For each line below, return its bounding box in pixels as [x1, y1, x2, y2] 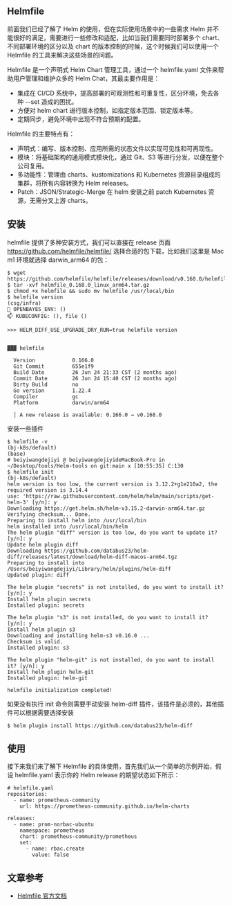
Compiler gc [13, 393, 79, 400]
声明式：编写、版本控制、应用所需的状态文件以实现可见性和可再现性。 [17, 144, 217, 152]
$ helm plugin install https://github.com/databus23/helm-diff [7, 722, 193, 729]
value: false [32, 851, 70, 858]
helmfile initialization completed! [7, 686, 113, 693]
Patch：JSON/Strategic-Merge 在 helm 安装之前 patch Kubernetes [17, 187, 207, 196]
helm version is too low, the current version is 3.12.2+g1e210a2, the [7, 481, 217, 488]
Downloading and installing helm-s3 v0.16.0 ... [7, 632, 150, 639]
